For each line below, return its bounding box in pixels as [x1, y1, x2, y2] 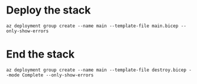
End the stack [6, 48, 75, 61]
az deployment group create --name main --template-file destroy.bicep [6, 67, 186, 73]
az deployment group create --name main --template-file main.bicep [6, 23, 179, 29]
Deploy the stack [6, 4, 91, 17]
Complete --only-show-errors [21, 72, 94, 78]
